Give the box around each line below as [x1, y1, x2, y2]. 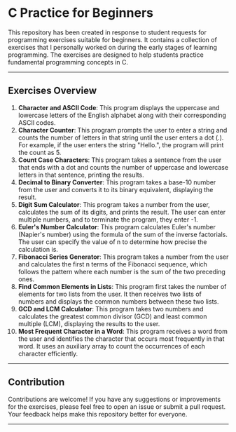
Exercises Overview [8, 85, 97, 97]
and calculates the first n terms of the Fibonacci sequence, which [18, 259, 207, 268]
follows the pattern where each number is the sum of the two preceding [18, 267, 226, 276]
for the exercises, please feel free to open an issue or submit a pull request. [8, 402, 226, 411]
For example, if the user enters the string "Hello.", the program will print [18, 140, 224, 149]
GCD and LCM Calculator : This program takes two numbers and [18, 304, 204, 313]
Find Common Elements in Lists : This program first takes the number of [18, 282, 227, 290]
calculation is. [18, 245, 59, 253]
